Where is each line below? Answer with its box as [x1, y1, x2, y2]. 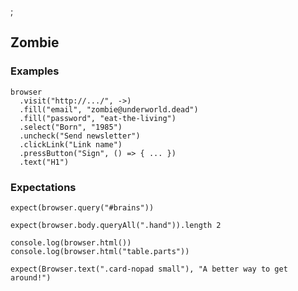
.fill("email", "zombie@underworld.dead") [19, 104, 199, 115]
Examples [10, 64, 60, 78]
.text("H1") [19, 157, 70, 167]
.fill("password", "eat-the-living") [19, 113, 177, 123]
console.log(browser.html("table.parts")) [10, 246, 190, 256]
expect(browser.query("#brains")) [10, 202, 155, 213]
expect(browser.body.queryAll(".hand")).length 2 [10, 220, 222, 230]
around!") [10, 272, 52, 283]
